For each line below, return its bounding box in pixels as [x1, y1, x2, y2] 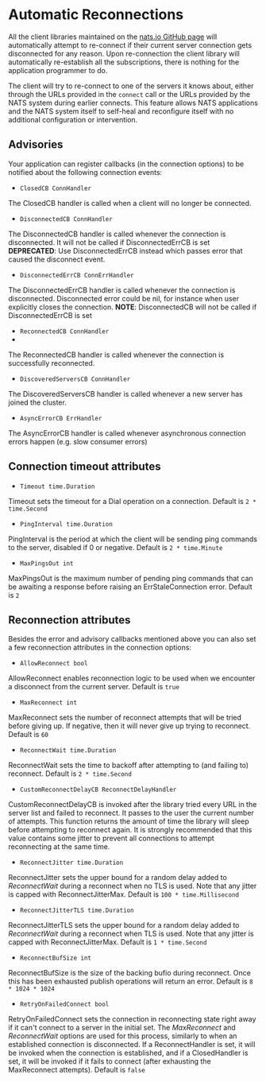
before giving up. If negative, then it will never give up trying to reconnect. [8, 721, 251, 731]
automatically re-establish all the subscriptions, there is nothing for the [8, 57, 240, 67]
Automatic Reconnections [8, 6, 184, 24]
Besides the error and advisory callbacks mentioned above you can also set [8, 634, 256, 644]
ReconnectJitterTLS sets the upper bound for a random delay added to [8, 921, 240, 930]
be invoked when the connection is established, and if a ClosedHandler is [8, 1048, 249, 1058]
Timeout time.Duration [19, 483, 95, 491]
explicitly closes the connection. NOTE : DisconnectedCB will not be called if [8, 302, 257, 312]
